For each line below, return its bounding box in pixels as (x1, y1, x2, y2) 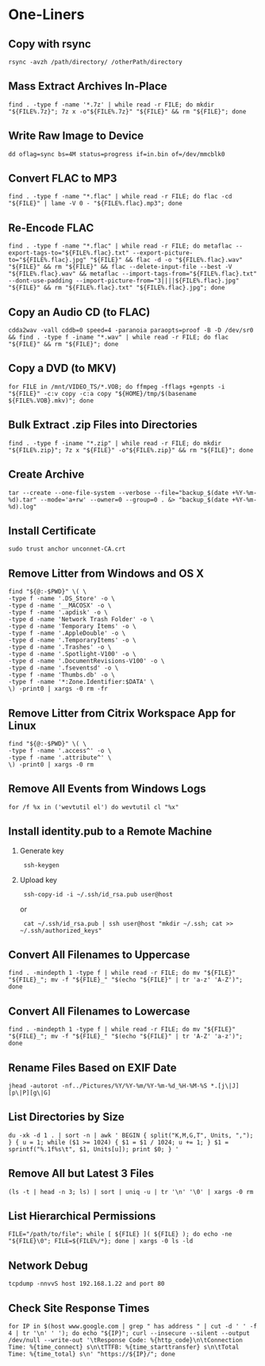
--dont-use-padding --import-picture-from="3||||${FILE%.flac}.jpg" (8, 277, 240, 285)
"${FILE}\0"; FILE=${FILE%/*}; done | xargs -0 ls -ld (8, 1237, 194, 1245)
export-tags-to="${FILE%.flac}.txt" (8, 249, 129, 257)
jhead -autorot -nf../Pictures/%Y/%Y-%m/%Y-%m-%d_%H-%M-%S (8, 1082, 208, 1090)
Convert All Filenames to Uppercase (8, 948, 190, 961)
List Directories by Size (8, 1111, 125, 1124)
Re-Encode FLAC (8, 221, 94, 235)
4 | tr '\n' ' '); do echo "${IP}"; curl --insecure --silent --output (8, 1330, 250, 1337)
